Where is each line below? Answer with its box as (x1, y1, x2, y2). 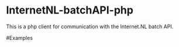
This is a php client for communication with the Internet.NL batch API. (6, 23, 174, 30)
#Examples (6, 34, 33, 41)
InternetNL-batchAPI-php (6, 4, 133, 17)
